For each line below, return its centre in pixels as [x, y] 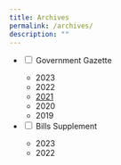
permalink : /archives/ [51, 26]
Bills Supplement [66, 127]
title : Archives [39, 17]
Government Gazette [74, 61]
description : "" [39, 34]
